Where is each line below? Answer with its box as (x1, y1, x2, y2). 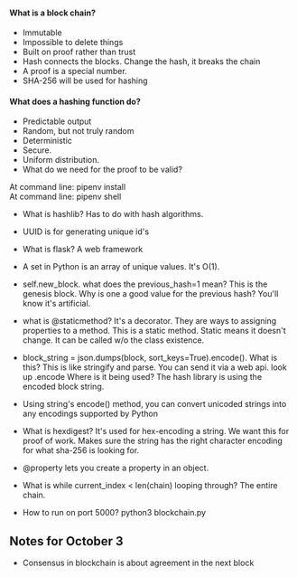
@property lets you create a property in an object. (22, 462, 209, 474)
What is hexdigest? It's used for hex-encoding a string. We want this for (22, 426, 290, 437)
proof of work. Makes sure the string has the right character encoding (22, 435, 283, 447)
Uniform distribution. (22, 155, 99, 166)
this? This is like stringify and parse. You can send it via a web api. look (22, 362, 287, 373)
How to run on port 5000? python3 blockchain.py (22, 507, 206, 518)
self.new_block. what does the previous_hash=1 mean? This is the (22, 279, 268, 289)
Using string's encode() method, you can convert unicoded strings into (22, 399, 287, 410)
